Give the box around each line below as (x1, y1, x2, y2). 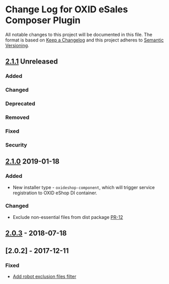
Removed (5, 114, 30, 121)
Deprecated (5, 100, 36, 107)
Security (5, 141, 27, 148)
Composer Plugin (5, 14, 81, 26)
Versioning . (5, 42, 30, 48)
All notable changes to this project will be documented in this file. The (5, 31, 153, 37)
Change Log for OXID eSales (5, 4, 128, 15)
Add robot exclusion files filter (12, 273, 77, 279)
